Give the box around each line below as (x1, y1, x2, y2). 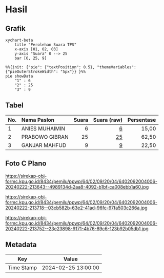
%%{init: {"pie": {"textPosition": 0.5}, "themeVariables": (5, 65, 137, 70)
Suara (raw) (93, 116, 123, 123)
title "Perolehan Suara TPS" (14, 42, 77, 47)
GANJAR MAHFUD (21, 141, 67, 149)
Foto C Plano (5, 159, 47, 168)
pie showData (5, 73, 33, 79)
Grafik (5, 24, 26, 33)
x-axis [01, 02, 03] (14, 47, 58, 52)
